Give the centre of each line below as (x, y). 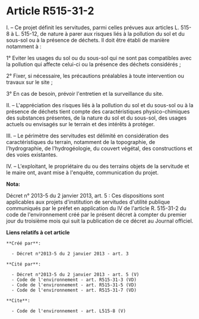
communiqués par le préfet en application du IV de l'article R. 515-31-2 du (96, 208)
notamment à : (24, 46)
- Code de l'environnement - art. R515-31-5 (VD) (74, 285)
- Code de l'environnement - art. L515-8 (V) (69, 311)
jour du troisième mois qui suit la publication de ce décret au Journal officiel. (100, 221)
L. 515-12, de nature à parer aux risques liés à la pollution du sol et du (100, 33)
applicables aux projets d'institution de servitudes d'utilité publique (88, 202)
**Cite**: (18, 301)
